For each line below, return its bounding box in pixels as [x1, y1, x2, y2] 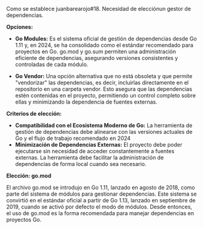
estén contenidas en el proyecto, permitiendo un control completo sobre [15, 92, 196, 99]
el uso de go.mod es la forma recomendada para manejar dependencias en [6, 210, 195, 217]
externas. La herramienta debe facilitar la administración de [15, 154, 164, 161]
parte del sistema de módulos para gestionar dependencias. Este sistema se [6, 190, 197, 197]
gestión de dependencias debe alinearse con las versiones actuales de [15, 128, 193, 135]
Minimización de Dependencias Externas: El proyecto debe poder [15, 141, 183, 148]
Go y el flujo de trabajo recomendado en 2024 [15, 134, 131, 142]
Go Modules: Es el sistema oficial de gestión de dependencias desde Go [15, 35, 197, 42]
